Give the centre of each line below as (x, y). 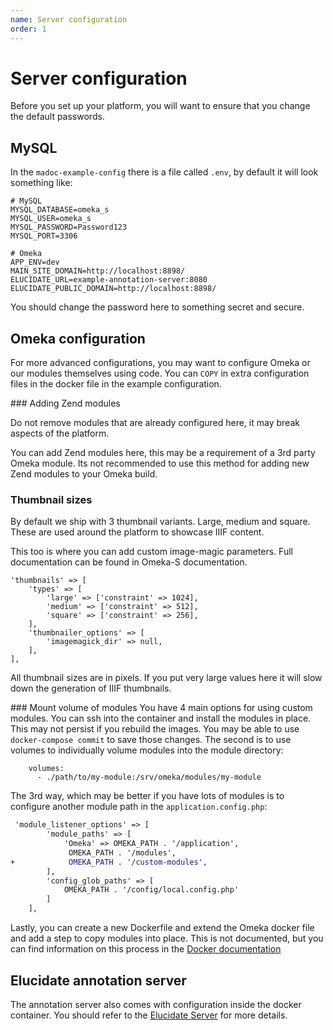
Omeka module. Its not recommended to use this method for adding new (160, 463)
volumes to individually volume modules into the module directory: (147, 750)
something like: (41, 183)
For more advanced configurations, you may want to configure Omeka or (160, 363)
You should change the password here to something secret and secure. (157, 307)
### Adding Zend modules (65, 403)
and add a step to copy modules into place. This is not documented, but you (167, 938)
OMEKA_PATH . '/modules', (122, 852)
